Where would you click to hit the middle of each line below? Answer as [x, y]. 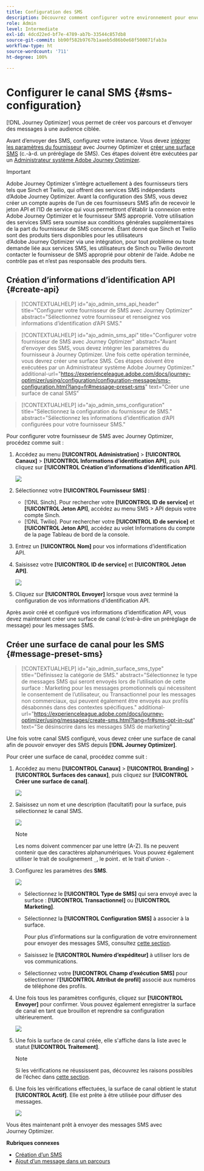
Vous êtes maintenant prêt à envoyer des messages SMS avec [84, 1125]
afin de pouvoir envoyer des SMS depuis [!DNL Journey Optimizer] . [92, 745]
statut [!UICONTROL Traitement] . [57, 1047]
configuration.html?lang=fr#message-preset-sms [83, 387]
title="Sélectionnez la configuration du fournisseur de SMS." [97, 411]
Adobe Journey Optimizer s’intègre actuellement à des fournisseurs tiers [97, 184]
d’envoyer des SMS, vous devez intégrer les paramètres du [95, 348]
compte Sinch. [42, 515]
